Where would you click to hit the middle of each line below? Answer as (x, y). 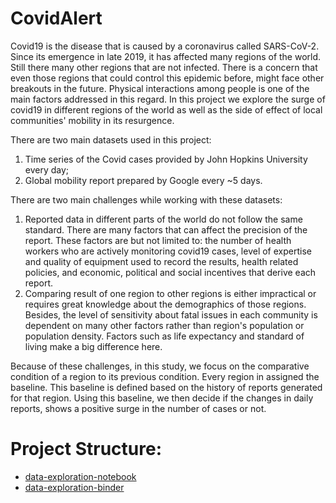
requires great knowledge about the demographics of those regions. (165, 304)
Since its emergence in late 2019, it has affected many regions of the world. (166, 56)
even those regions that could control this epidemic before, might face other (167, 78)
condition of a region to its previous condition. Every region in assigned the (165, 376)
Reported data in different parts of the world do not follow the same (163, 219)
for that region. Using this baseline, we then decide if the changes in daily (162, 398)
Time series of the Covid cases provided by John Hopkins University (166, 159)
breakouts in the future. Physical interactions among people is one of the (160, 88)
